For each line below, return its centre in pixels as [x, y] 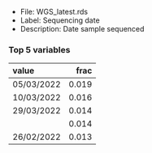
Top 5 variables [39, 49]
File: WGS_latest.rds [54, 12]
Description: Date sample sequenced [82, 29]
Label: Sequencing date [60, 20]
